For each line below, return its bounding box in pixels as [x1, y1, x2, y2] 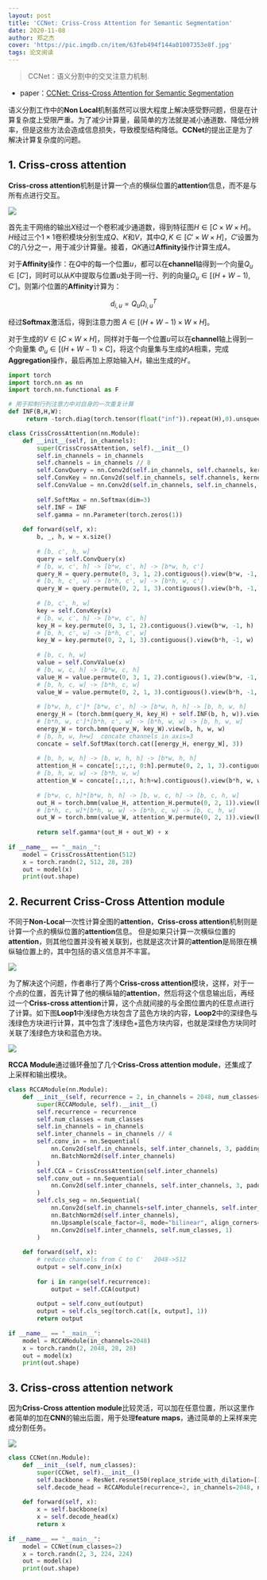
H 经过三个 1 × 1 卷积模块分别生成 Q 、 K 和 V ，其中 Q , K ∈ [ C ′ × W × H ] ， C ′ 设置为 [8, 232, 259, 242]
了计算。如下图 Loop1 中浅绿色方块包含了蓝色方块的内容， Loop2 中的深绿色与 [8, 1009, 258, 1018]
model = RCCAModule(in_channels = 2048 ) [22, 1337, 151, 1345]
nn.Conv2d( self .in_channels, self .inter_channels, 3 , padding [50, 1145, 261, 1153]
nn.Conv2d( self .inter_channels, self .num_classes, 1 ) [50, 1226, 233, 1234]
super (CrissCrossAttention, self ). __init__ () [37, 444, 191, 452]
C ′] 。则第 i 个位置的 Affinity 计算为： [8, 281, 122, 291]
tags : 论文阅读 [8, 48, 54, 56]
